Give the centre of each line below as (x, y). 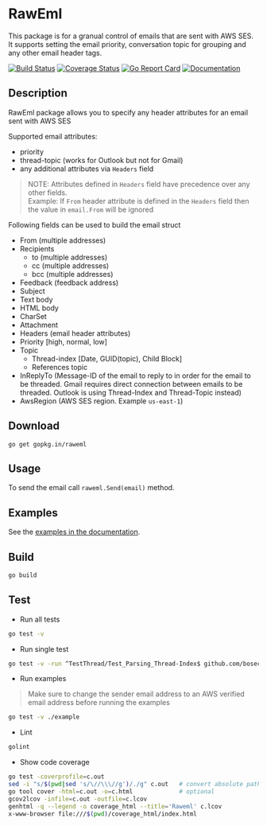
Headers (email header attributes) (75, 333)
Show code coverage (54, 762)
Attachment (39, 325)
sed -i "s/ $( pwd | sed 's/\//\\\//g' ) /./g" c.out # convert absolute (126, 785)
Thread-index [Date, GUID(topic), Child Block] (107, 358)
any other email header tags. (55, 53)
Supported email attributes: (53, 136)
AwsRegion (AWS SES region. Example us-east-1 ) (101, 401)
